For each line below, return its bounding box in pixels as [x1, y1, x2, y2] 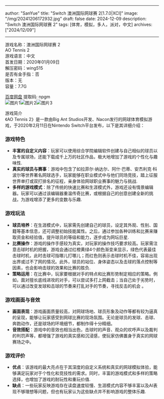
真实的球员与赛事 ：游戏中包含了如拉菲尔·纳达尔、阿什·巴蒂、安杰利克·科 [12, 166, 157, 172]
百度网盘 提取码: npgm [5, 94, 50, 100]
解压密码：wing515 [5, 65, 43, 71]
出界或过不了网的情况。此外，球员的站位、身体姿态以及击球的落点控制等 [12, 259, 158, 264]
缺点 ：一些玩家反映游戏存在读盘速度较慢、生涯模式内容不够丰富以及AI [12, 382, 154, 388]
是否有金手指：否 [5, 71, 40, 77]
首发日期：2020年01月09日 [5, 59, 60, 65]
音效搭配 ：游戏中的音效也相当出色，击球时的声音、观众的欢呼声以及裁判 [12, 326, 158, 332]
